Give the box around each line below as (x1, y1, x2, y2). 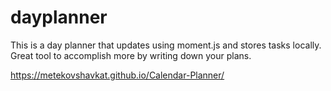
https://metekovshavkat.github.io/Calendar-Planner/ (10, 69, 225, 81)
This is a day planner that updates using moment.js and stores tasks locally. (10, 39, 322, 51)
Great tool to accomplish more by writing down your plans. (10, 49, 252, 61)
